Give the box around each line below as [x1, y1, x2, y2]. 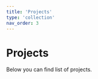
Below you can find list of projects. [6, 66, 92, 73]
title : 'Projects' [6, 8, 52, 15]
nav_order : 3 [6, 20, 39, 26]
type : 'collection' [6, 14, 55, 21]
